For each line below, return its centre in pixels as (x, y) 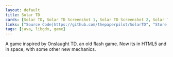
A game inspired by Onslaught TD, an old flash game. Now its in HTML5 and (86, 44)
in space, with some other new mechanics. (51, 49)
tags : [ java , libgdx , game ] (36, 29)
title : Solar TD (23, 15)
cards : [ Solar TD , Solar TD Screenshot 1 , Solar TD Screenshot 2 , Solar (85, 20)
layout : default (23, 10)
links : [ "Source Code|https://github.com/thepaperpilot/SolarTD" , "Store (86, 24)
